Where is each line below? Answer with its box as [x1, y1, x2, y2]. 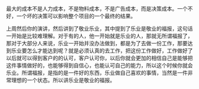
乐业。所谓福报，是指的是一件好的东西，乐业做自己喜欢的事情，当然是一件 [6, 70, 188, 76]
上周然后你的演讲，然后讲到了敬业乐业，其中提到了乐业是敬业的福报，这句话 [6, 25, 193, 32]
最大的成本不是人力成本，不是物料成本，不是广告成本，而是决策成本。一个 [6, 5, 188, 12]
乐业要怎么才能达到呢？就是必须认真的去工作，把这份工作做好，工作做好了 [11, 47, 193, 54]
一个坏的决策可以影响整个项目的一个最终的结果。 [16, 12, 136, 19]
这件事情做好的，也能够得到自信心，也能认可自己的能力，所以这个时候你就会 [6, 62, 193, 69]
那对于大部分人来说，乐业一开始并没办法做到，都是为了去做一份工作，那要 [6, 40, 188, 47]
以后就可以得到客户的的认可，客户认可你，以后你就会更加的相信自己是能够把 [6, 55, 193, 61]
